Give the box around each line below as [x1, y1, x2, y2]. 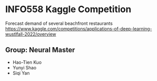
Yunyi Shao [12, 64, 36, 70]
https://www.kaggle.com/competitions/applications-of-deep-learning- [5, 25, 152, 31]
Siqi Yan [12, 70, 30, 76]
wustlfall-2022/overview [5, 31, 57, 37]
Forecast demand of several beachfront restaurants [5, 20, 113, 26]
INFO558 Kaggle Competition [5, 4, 132, 15]
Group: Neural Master [5, 46, 75, 54]
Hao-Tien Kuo [12, 59, 42, 65]
